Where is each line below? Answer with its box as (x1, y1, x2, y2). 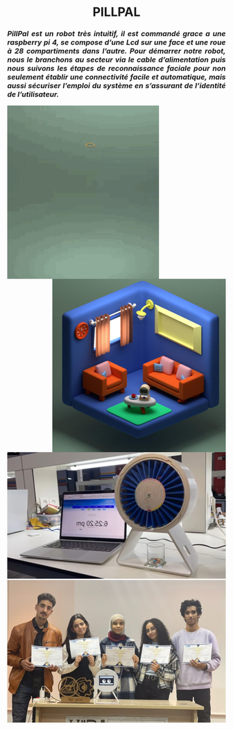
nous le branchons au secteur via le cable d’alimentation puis (7, 55, 226, 64)
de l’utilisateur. (7, 89, 60, 99)
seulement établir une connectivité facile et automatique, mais (7, 72, 226, 82)
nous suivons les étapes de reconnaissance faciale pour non (7, 64, 226, 73)
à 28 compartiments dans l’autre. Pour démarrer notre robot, (7, 46, 226, 56)
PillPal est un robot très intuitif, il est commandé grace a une (7, 29, 226, 39)
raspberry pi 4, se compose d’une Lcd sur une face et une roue (7, 37, 226, 47)
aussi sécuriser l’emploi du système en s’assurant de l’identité (7, 81, 226, 91)
